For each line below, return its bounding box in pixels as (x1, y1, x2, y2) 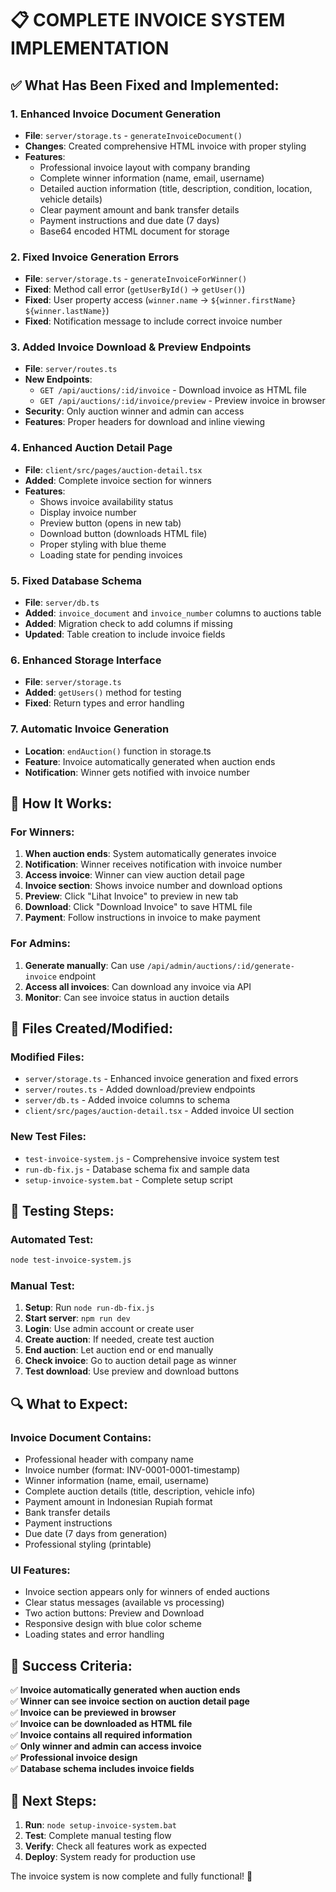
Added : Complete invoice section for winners (24, 474, 212, 486)
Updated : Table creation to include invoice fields (24, 628, 226, 641)
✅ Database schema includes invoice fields (10, 1763, 195, 1775)
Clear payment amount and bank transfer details (39, 203, 240, 216)
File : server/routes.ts (24, 363, 118, 375)
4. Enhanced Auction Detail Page (10, 441, 173, 455)
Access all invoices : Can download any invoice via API (24, 980, 252, 992)
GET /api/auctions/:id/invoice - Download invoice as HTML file (39, 384, 307, 396)
